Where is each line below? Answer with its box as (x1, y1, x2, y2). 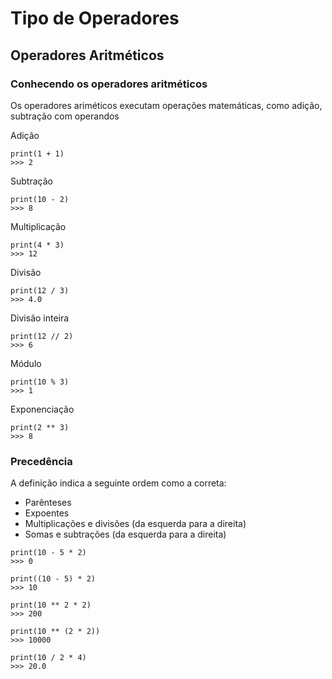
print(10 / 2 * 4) (10, 653, 87, 663)
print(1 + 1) (10, 148, 65, 159)
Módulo (10, 357, 42, 369)
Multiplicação (10, 220, 67, 232)
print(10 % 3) (10, 377, 70, 387)
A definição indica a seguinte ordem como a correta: (10, 477, 227, 489)
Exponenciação (10, 403, 75, 415)
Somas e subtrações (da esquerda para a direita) (24, 528, 227, 541)
